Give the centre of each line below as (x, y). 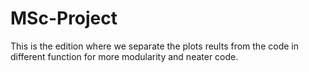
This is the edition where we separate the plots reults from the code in (154, 46)
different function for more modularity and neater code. (124, 56)
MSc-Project (64, 18)
